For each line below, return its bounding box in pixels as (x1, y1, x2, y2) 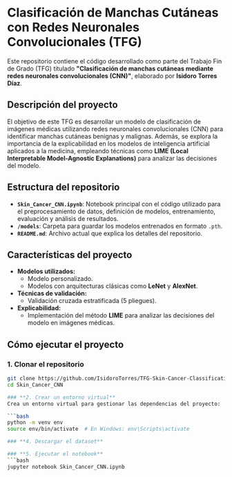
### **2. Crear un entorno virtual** (7, 393, 116, 401)
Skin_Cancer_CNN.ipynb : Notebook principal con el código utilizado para (17, 199, 221, 208)
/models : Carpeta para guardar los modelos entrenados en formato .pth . (17, 222, 223, 230)
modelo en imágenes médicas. (27, 319, 115, 327)
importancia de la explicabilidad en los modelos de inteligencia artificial (7, 139, 210, 148)
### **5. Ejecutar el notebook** (7, 451, 104, 458)
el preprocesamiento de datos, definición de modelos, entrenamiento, (17, 207, 216, 215)
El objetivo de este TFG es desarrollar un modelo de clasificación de (7, 117, 202, 126)
